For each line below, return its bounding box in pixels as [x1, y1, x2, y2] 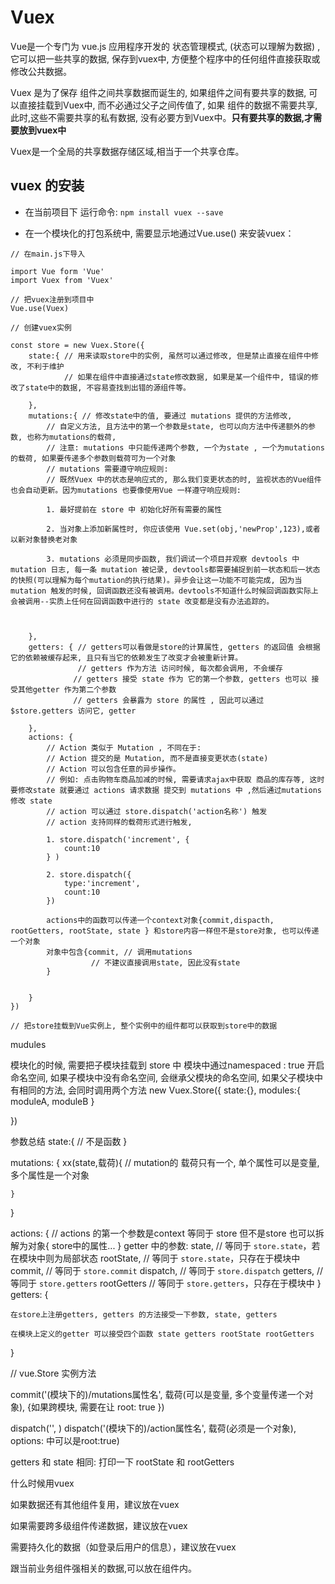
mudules [10, 1038, 47, 1050]
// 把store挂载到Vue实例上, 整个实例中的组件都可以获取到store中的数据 [10, 1021, 278, 1031]
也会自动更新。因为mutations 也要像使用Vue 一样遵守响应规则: [10, 485, 242, 495]
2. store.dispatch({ [46, 869, 132, 880]
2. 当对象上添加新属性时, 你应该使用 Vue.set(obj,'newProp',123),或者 [46, 524, 321, 534]
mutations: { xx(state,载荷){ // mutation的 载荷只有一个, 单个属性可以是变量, [10, 1156, 320, 1168]
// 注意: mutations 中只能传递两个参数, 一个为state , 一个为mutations [46, 442, 325, 453]
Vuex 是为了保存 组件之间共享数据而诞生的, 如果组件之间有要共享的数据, [10, 86, 307, 98]
